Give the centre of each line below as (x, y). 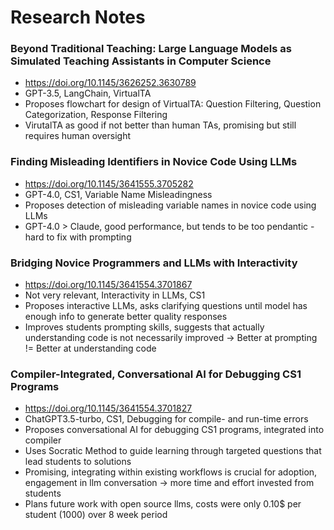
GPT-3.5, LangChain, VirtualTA (88, 93)
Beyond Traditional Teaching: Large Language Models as (151, 49)
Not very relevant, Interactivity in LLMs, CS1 (115, 295)
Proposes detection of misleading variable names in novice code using (170, 205)
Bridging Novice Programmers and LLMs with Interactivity (154, 263)
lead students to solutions (78, 462)
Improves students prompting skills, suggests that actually (144, 327)
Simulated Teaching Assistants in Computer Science (141, 61)
